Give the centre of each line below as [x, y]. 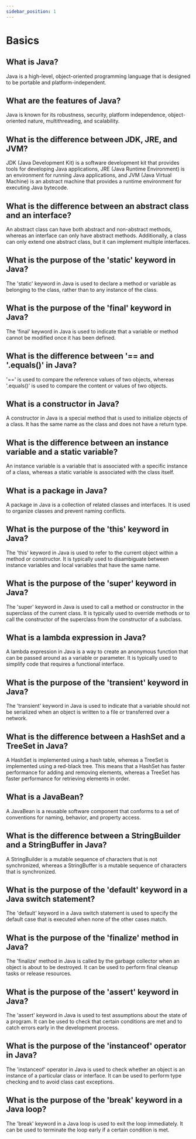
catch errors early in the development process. [63, 1028]
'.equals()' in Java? [42, 365]
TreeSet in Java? [37, 746]
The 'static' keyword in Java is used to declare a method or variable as [91, 283]
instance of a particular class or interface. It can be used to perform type [94, 1075]
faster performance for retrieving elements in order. [68, 779]
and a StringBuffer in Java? [56, 845]
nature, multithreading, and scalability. [73, 121]
